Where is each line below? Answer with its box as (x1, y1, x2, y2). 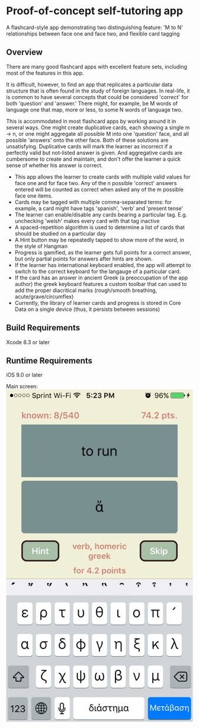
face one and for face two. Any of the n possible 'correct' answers (14, 179, 177, 186)
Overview (6, 47, 43, 58)
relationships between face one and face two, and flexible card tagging (6, 30, 180, 37)
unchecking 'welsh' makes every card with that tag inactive (14, 217, 160, 224)
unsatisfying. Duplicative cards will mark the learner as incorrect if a (6, 142, 173, 150)
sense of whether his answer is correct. (6, 161, 103, 169)
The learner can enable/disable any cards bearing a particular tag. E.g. (14, 211, 188, 218)
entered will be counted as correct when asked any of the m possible (14, 186, 184, 193)
